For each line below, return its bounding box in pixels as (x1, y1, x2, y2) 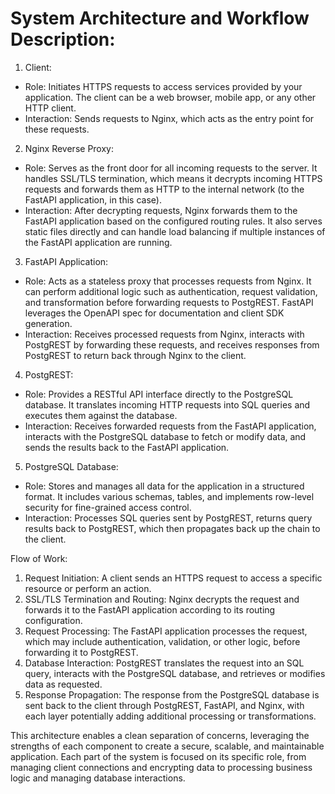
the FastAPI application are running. (24, 236, 173, 248)
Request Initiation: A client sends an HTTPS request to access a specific (24, 572, 323, 584)
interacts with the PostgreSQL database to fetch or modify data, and (24, 430, 307, 442)
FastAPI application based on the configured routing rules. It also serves (24, 215, 323, 227)
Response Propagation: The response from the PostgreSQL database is (24, 688, 320, 701)
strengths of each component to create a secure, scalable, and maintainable (10, 740, 325, 752)
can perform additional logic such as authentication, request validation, (24, 285, 318, 297)
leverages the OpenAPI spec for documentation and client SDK (24, 307, 285, 319)
